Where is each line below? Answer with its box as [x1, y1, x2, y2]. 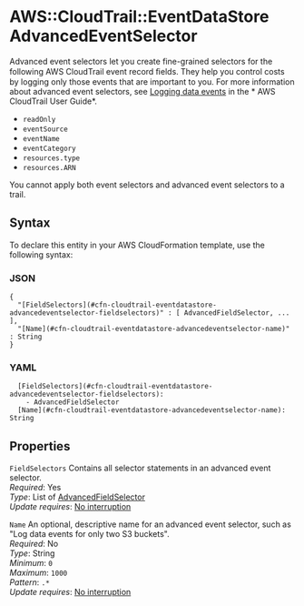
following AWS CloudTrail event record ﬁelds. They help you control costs [9, 66, 285, 76]
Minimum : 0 [9, 558, 53, 569]
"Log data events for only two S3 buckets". [9, 529, 170, 540]
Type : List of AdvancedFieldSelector [9, 491, 145, 502]
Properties [9, 439, 71, 454]
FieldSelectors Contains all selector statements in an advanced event [9, 462, 271, 474]
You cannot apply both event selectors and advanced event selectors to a [9, 179, 285, 190]
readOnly [22, 115, 56, 124]
